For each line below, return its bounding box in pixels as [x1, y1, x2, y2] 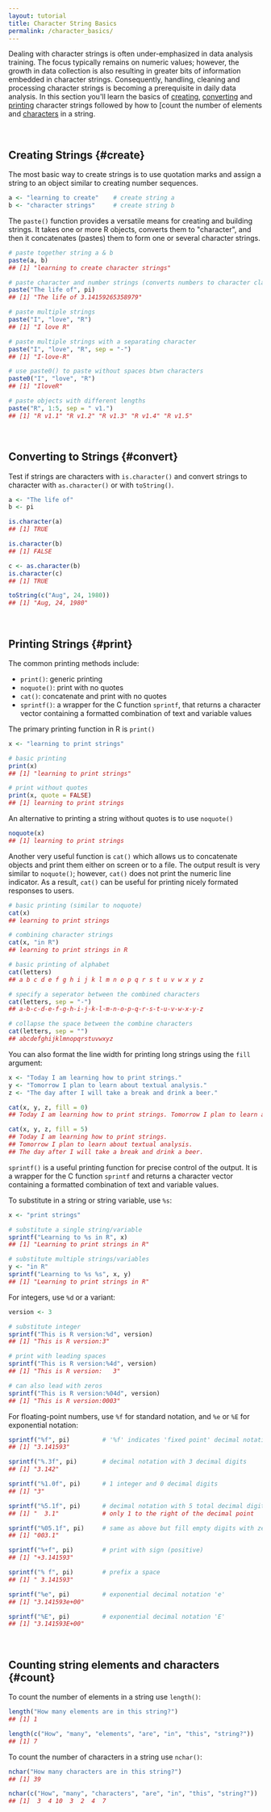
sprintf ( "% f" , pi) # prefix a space [8, 1569, 161, 1577]
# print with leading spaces [8, 1352, 106, 1360]
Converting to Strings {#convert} [8, 450, 179, 464]
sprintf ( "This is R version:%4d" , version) [8, 1359, 157, 1368]
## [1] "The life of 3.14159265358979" [8, 293, 143, 301]
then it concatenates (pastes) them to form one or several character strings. [8, 233, 261, 242]
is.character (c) [8, 569, 63, 578]
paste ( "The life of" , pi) [8, 286, 95, 294]
